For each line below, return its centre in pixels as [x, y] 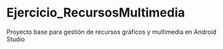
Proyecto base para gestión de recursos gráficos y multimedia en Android [111, 32]
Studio [16, 39]
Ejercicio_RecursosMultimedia [96, 13]
